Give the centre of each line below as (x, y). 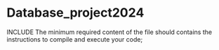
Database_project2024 (75, 13)
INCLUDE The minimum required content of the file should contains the (109, 32)
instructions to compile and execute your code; (75, 39)
